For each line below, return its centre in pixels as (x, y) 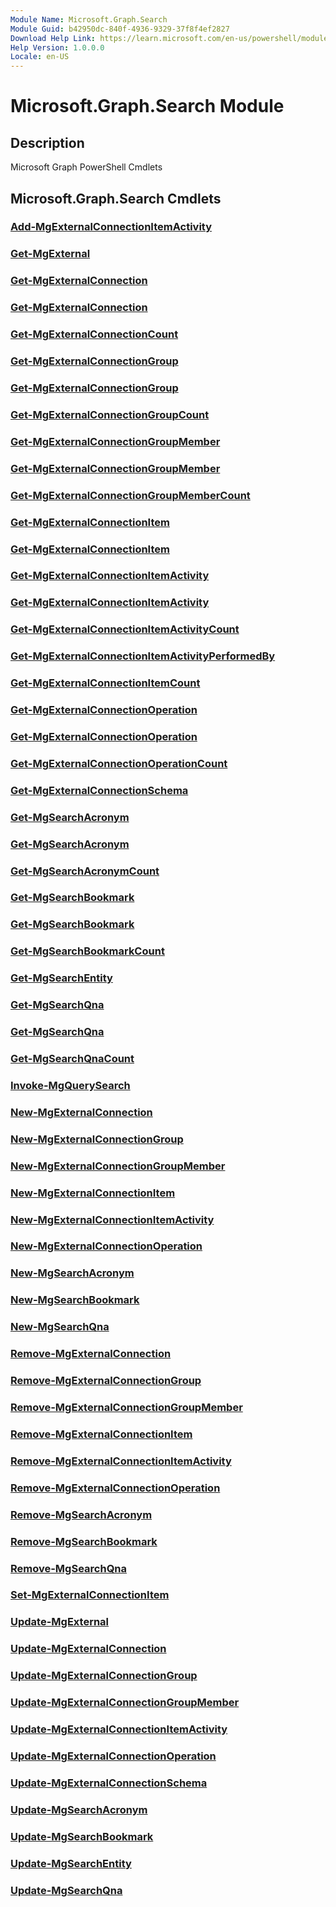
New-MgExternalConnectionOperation (106, 1246)
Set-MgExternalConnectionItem (90, 1595)
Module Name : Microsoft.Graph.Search (89, 19)
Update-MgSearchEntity (71, 1863)
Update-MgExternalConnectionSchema (109, 1783)
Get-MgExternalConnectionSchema (99, 790)
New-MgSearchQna (60, 1327)
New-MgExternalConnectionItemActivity (112, 1219)
